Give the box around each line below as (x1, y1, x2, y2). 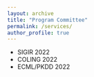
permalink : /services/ (7, 23, 73, 30)
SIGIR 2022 (17, 48, 50, 56)
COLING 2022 (17, 56, 57, 64)
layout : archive (7, 10, 54, 17)
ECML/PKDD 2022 (17, 63, 70, 71)
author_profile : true (7, 29, 70, 36)
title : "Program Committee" (7, 16, 88, 23)
